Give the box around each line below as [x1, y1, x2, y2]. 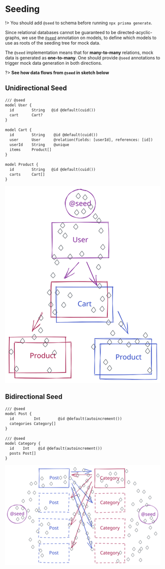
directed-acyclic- [117, 29, 153, 35]
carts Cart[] [9, 172, 45, 177]
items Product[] [9, 147, 52, 152]
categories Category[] [9, 421, 56, 426]
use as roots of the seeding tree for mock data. [5, 40, 101, 46]
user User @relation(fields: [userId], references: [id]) [9, 137, 153, 142]
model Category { [5, 441, 41, 446]
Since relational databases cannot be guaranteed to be [5, 29, 117, 35]
